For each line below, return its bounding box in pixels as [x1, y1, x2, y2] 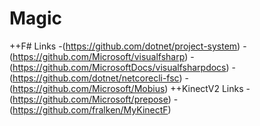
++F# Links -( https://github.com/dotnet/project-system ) [9, 40, 241, 52]
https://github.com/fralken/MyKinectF [12, 103, 169, 116]
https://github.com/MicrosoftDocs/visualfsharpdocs [12, 61, 227, 73]
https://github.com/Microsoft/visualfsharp [12, 50, 186, 62]
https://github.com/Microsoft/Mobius [12, 82, 166, 94]
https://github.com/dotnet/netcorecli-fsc [12, 72, 180, 84]
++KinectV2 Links [170, 82, 244, 94]
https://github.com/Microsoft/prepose [12, 93, 169, 105]
